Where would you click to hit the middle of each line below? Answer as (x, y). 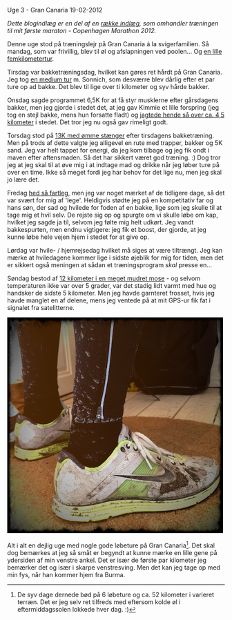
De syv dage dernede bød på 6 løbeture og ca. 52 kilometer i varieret (116, 594)
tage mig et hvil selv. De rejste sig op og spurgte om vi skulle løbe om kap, (113, 215)
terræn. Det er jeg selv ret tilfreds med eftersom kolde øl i (99, 602)
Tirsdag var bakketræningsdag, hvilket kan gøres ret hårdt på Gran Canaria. (115, 72)
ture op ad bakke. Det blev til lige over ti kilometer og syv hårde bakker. (108, 87)
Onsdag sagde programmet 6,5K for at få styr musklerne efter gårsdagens (113, 100)
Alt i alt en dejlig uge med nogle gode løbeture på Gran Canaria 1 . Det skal (111, 545)
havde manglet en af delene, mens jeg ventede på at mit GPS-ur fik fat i (109, 300)
